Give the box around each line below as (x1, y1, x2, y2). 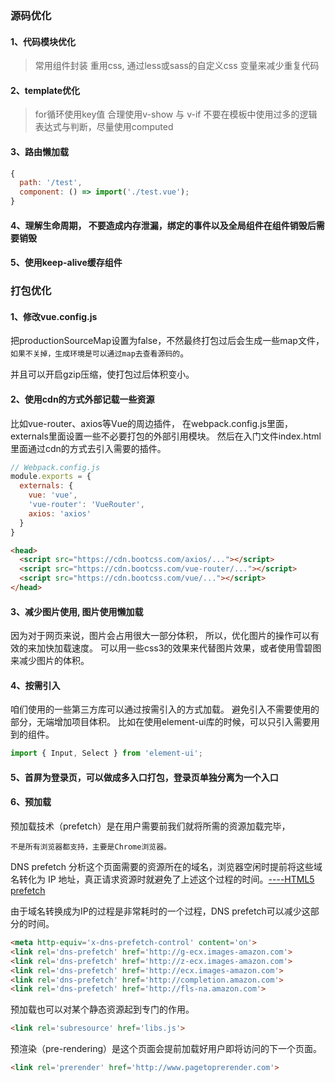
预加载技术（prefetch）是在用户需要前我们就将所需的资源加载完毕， (10, 820, 291, 832)
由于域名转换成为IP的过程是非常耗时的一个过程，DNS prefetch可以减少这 (10, 905, 311, 917)
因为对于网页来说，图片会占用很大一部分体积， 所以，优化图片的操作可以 (10, 630, 311, 642)
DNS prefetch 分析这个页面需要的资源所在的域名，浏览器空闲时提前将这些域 (10, 861, 323, 872)
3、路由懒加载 (10, 145, 70, 157)
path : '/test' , (19, 178, 83, 188)
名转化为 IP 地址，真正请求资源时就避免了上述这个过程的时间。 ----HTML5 (10, 873, 315, 885)
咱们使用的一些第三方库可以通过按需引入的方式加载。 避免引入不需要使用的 (10, 703, 320, 716)
